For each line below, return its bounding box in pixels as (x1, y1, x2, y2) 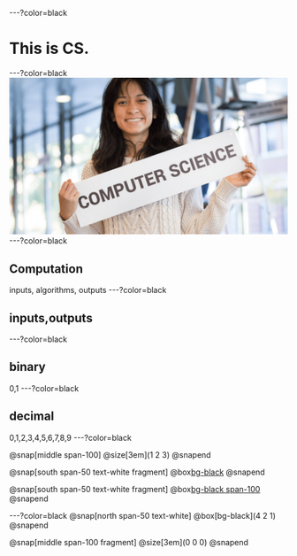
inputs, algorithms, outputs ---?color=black (9, 285, 167, 296)
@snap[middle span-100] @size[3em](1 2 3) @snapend (9, 449, 211, 459)
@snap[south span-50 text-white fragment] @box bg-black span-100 (9, 483, 261, 494)
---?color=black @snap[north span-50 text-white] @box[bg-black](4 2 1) (9, 510, 277, 521)
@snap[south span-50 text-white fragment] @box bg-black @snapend (9, 467, 265, 477)
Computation (9, 261, 84, 276)
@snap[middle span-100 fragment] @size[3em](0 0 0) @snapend (9, 537, 249, 547)
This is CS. (9, 39, 90, 58)
